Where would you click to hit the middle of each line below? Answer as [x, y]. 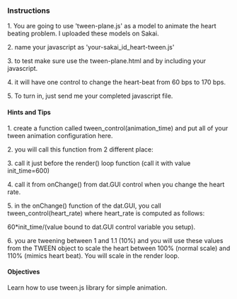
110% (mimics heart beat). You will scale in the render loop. [93, 255]
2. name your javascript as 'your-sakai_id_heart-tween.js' [91, 47]
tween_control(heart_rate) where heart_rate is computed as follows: [106, 213]
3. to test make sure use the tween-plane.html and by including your [107, 61]
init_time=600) [29, 170]
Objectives [24, 272]
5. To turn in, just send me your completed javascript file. [90, 96]
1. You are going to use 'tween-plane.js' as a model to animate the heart [112, 26]
